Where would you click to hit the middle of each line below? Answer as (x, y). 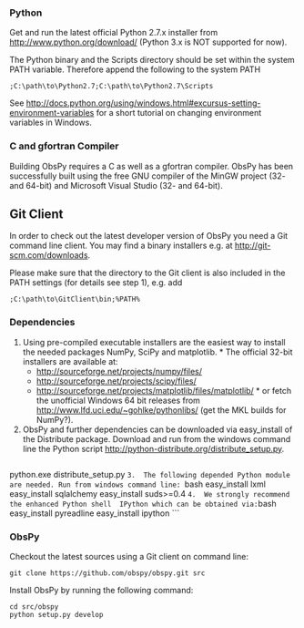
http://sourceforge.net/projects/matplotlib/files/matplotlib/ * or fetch (164, 390)
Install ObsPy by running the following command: (101, 590)
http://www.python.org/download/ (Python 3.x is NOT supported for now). (148, 42)
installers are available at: (70, 361)
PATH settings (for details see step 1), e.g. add (96, 283)
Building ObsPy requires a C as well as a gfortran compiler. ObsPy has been (152, 166)
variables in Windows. (51, 123)
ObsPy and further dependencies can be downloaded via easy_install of (157, 429)
